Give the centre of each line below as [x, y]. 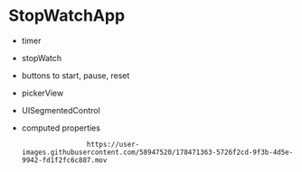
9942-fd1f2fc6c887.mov [64, 160]
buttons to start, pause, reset [75, 75]
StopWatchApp [67, 16]
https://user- [113, 144]
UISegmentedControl [61, 110]
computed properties [61, 128]
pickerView [42, 93]
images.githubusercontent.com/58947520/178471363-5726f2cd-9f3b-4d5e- [157, 152]
